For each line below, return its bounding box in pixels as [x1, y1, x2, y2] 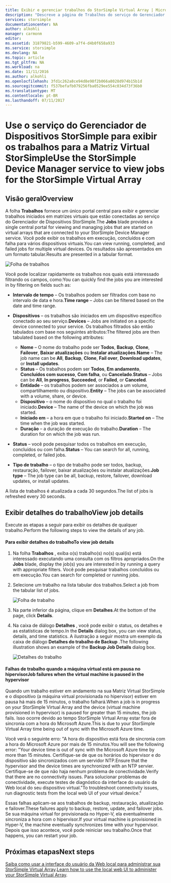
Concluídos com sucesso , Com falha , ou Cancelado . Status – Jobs [20, 371, 162, 378]
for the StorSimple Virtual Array [5, 174, 142, 185]
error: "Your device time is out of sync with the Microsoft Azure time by [5, 747, 155, 753]
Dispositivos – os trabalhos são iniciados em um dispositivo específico [12, 313, 162, 319]
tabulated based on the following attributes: [12, 334, 104, 340]
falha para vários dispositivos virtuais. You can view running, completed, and [5, 241, 165, 247]
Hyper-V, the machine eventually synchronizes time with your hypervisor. [5, 822, 159, 828]
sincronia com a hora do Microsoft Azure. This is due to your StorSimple [5, 721, 155, 727]
